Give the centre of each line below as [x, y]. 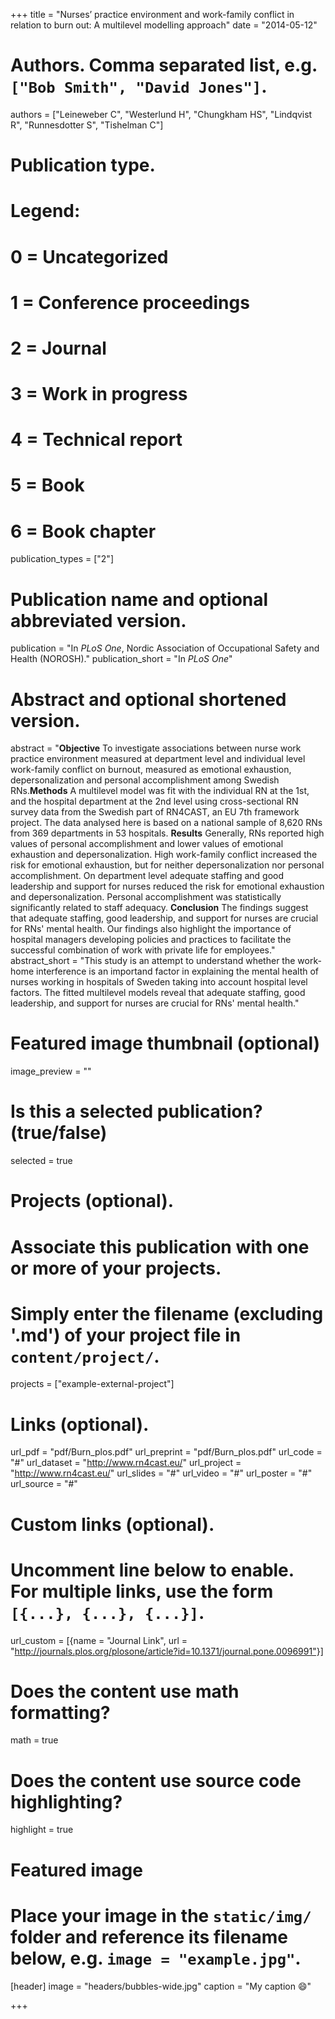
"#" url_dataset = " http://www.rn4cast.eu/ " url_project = [126, 1463]
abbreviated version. [98, 620]
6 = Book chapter [83, 531]
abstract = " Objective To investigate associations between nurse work [156, 748]
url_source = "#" [44, 1484]
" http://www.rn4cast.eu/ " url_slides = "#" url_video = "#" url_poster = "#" [161, 1473]
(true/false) [59, 1133]
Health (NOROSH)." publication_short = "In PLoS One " [121, 659]
